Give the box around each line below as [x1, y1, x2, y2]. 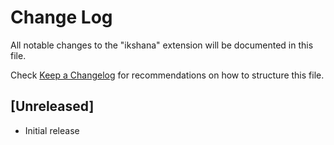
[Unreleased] [10, 98, 95, 115]
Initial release [24, 124, 80, 136]
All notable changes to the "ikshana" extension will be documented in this [10, 39, 314, 51]
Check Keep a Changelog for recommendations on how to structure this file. [10, 69, 325, 81]
